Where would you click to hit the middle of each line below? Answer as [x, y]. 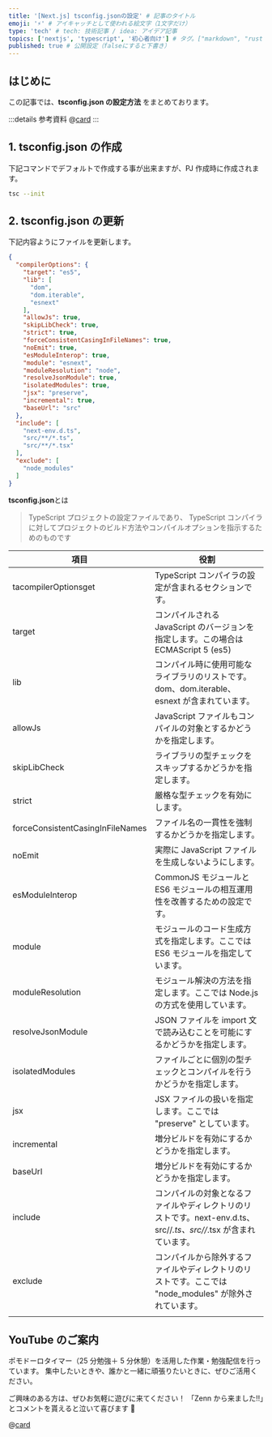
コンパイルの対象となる [200, 1193]
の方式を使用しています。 [203, 1004]
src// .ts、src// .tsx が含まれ [205, 1230]
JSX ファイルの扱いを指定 [204, 1099]
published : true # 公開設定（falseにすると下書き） [89, 46]
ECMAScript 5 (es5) [193, 649]
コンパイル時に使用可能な [204, 664]
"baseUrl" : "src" [52, 408]
